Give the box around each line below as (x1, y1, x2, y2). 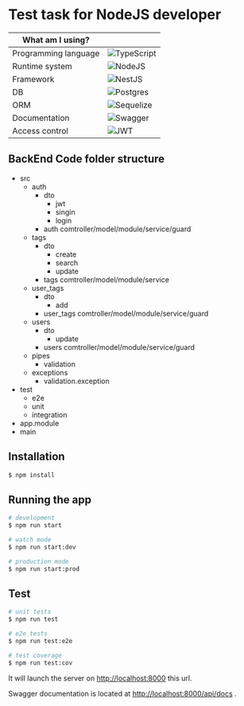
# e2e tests (8, 630, 48, 638)
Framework (12, 73, 55, 84)
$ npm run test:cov (8, 658, 73, 667)
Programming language (12, 48, 100, 59)
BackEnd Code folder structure (8, 153, 165, 166)
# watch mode (8, 536, 52, 544)
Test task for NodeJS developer (8, 6, 222, 24)
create (55, 249, 77, 259)
